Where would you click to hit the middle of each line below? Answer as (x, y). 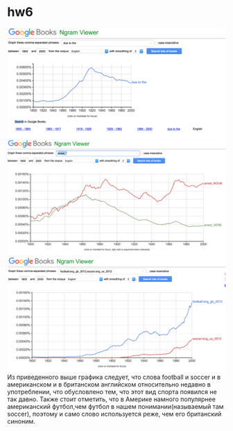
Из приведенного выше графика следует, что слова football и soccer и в (114, 377)
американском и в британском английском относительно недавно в (109, 384)
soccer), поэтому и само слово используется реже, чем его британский (114, 414)
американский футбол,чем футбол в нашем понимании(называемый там (115, 406)
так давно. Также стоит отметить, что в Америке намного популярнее (112, 399)
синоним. (21, 421)
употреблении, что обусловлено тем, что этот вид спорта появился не (112, 391)
